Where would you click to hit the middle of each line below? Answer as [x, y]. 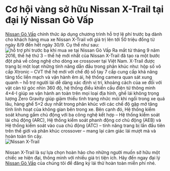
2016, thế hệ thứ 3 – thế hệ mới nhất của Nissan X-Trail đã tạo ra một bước [83, 55]
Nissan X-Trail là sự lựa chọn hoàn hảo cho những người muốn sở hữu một [83, 152]
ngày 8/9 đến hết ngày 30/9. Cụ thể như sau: [52, 45]
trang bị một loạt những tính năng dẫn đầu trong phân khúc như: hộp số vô [83, 66]
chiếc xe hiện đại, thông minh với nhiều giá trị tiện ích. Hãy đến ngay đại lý [83, 157]
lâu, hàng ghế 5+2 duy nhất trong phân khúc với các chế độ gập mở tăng [81, 104]
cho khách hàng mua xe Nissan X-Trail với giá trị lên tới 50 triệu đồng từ [80, 39]
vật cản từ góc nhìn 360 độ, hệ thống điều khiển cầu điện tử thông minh [80, 88]
